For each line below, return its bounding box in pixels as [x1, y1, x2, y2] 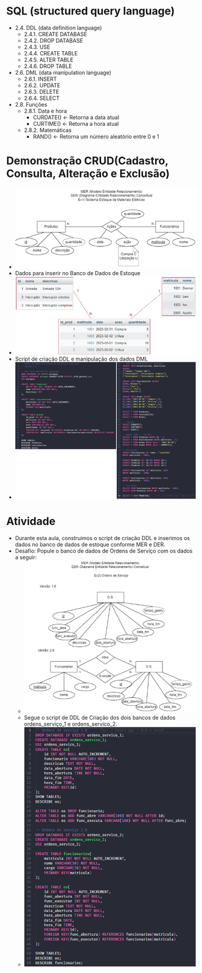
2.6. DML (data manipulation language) [14, 69, 112, 76]
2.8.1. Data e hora [23, 107, 67, 114]
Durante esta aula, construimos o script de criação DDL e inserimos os [14, 534, 191, 541]
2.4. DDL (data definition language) [14, 24, 102, 31]
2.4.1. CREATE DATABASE [23, 30, 87, 37]
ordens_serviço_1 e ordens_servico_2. [23, 720, 117, 727]
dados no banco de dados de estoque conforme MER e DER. [14, 541, 166, 548]
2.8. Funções [14, 101, 47, 108]
